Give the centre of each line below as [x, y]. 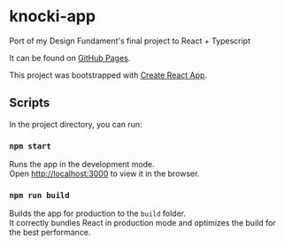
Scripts [30, 103]
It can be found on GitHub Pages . [70, 58]
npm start [30, 146]
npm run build [39, 195]
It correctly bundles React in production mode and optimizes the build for [142, 223]
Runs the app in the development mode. [82, 165]
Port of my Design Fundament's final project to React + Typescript [130, 41]
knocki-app [52, 16]
